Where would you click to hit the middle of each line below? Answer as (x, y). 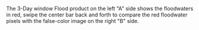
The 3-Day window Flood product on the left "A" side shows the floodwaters (100, 9)
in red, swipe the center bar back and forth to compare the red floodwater (97, 15)
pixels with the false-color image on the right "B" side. (72, 21)
